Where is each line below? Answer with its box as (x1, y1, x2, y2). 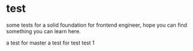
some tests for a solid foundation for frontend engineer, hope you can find (6, 21, 188, 28)
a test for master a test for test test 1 (6, 39, 95, 46)
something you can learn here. (6, 27, 81, 34)
